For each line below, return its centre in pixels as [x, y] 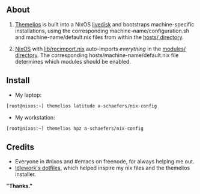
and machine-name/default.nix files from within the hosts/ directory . [99, 37]
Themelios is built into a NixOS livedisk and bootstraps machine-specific [105, 24]
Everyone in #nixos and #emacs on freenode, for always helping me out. [105, 162]
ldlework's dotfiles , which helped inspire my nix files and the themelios [102, 168]
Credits [20, 147]
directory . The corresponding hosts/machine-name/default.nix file [97, 55]
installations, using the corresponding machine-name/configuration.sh [102, 31]
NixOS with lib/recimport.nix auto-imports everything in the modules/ [100, 49]
